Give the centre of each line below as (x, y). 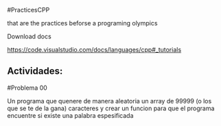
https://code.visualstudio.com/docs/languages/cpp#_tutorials (94, 50)
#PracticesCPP (28, 10)
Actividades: (35, 71)
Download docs (29, 36)
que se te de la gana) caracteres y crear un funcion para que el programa (111, 108)
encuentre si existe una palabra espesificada (70, 115)
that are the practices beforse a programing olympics (82, 23)
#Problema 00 (27, 88)
